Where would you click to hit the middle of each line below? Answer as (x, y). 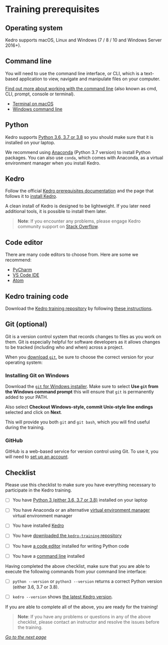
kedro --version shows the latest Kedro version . (63, 597)
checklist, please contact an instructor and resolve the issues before (89, 622)
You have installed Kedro (38, 525)
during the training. (25, 427)
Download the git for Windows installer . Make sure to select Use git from (82, 387)
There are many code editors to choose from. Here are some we (72, 255)
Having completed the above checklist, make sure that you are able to (77, 566)
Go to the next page (26, 637)
